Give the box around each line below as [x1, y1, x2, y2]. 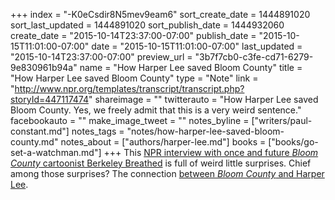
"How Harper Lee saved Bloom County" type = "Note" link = [10, 72, 259, 84]
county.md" [10, 136, 59, 148]
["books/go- [268, 136, 319, 148]
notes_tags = [71, 125, 125, 137]
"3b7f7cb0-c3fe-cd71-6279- [194, 51, 314, 63]
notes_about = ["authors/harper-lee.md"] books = [60, 136, 267, 148]
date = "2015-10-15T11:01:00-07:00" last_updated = [91, 40, 303, 52]
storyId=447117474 [10, 94, 89, 105]
